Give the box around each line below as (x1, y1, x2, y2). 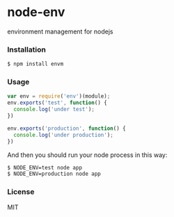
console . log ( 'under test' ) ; (13, 106, 95, 113)
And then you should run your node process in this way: (7, 151, 168, 159)
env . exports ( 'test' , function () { (7, 99, 108, 107)
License (7, 187, 35, 197)
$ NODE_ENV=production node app (7, 170, 101, 178)
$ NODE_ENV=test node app (7, 164, 82, 171)
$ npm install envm (7, 61, 64, 68)
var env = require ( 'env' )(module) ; (7, 93, 111, 100)
